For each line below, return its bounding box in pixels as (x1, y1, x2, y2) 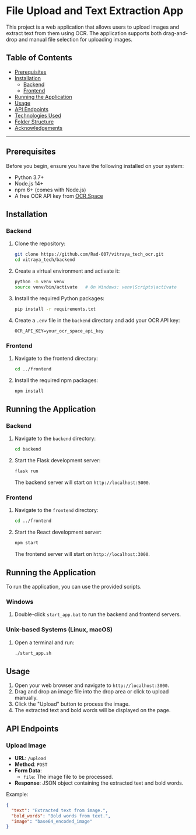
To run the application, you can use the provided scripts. (6, 583, 142, 590)
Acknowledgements (14, 124, 63, 131)
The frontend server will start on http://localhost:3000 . (14, 551, 150, 558)
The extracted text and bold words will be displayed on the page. (14, 707, 171, 714)
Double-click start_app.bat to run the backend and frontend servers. (14, 611, 181, 618)
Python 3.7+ (14, 174, 44, 181)
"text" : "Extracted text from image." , (11, 807, 108, 813)
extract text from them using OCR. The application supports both (6, 29, 162, 36)
